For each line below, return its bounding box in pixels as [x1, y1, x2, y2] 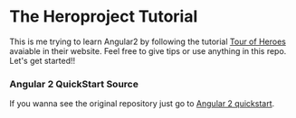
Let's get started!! [9, 55, 76, 66]
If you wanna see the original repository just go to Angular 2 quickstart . [9, 98, 275, 109]
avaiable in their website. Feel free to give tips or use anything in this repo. [9, 45, 287, 56]
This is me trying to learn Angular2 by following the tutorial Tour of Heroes [9, 36, 287, 47]
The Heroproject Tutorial [9, 6, 198, 27]
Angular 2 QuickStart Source [9, 77, 138, 90]
